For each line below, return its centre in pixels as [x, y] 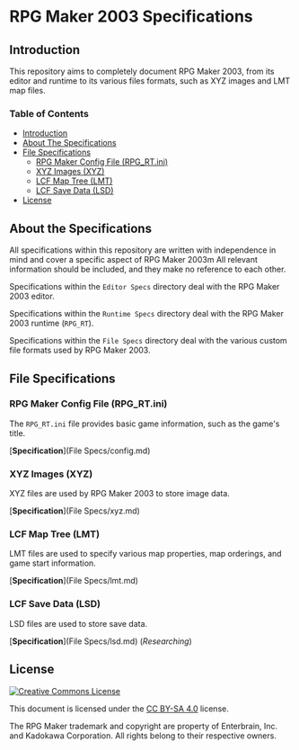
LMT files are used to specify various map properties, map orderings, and [145, 554]
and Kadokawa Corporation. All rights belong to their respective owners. [143, 736]
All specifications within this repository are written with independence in [143, 250]
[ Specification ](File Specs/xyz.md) [75, 511]
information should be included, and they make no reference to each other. [148, 269]
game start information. [53, 563]
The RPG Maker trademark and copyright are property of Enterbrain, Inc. [144, 726]
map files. [28, 90]
